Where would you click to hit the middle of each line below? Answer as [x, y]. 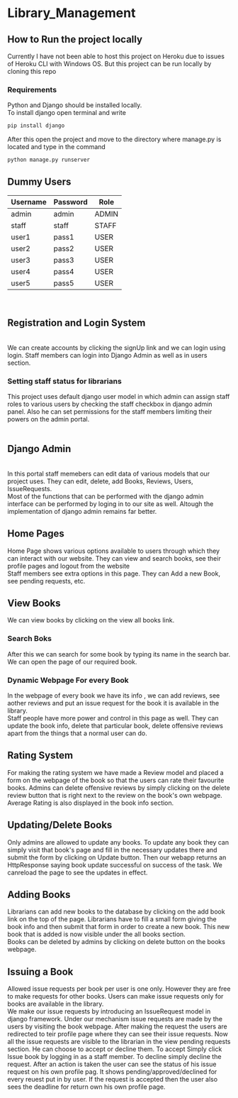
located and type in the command [57, 147]
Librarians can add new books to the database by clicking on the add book [116, 912]
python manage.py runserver [49, 160]
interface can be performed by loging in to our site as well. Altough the [110, 504]
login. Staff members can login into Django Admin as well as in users [107, 355]
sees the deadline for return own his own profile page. [86, 1087]
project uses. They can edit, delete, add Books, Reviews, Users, [100, 481]
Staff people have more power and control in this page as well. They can [113, 718]
